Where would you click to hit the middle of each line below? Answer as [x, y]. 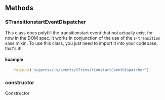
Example [14, 60]
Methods [19, 8]
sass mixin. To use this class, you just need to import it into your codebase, [82, 43]
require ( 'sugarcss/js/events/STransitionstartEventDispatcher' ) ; [83, 70]
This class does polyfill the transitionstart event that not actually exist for [79, 33]
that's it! [13, 48]
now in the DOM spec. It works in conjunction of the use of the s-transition [83, 38]
